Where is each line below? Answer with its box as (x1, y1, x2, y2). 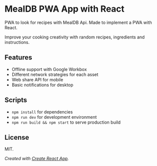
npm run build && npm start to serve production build (11, 119, 121, 125)
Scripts (4, 96, 27, 104)
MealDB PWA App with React (4, 3, 125, 15)
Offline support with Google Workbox (11, 66, 87, 72)
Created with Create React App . (4, 156, 69, 162)
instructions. (4, 39, 30, 45)
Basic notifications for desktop (11, 82, 74, 88)
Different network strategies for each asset (11, 72, 99, 77)
